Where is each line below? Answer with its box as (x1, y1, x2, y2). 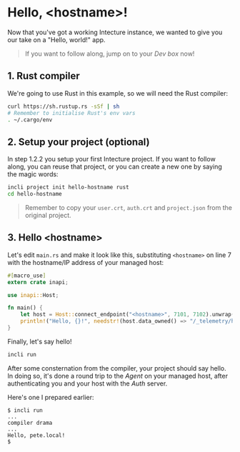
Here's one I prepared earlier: (7, 393, 94, 401)
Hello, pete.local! (7, 431, 66, 439)
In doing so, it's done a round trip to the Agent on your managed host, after (7, 371, 229, 380)
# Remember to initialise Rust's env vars (7, 109, 136, 116)
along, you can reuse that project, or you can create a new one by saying (7, 162, 223, 171)
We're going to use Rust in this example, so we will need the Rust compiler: (7, 89, 229, 97)
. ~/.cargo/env (7, 116, 53, 124)
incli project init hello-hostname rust (7, 184, 130, 191)
